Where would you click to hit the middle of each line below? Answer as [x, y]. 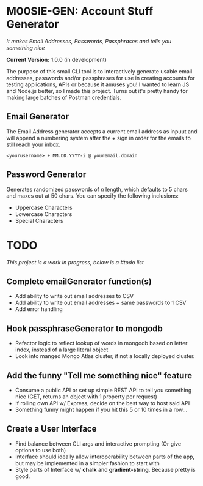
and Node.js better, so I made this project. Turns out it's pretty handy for [97, 91]
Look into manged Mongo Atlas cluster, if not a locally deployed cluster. [105, 356]
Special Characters [39, 220]
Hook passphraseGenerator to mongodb [85, 328]
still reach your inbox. [33, 144]
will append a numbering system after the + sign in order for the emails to [98, 138]
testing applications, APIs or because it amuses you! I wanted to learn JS [98, 84]
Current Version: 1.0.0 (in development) [56, 59]
